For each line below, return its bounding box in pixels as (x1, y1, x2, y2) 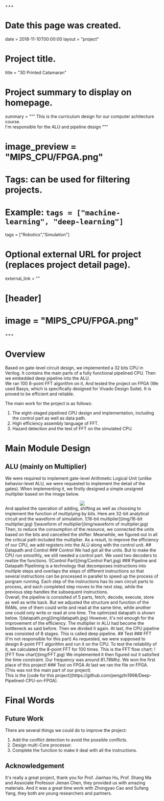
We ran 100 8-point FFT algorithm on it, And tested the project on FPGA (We (5, 381, 159, 387)
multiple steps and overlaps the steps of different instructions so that (5, 568, 144, 574)
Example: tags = (5, 207, 72, 218)
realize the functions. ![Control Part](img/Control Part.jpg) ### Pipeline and (5, 558, 157, 564)
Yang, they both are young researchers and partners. (5, 790, 112, 796)
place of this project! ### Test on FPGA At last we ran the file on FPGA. (5, 662, 148, 668)
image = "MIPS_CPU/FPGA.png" (5, 315, 139, 327)
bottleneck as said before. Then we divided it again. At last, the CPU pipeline (5, 626, 160, 632)
